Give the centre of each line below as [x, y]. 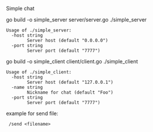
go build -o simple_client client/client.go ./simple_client [72, 61]
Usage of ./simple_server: [39, 30]
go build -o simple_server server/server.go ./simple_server [76, 19]
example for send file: [32, 113]
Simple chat [20, 8]
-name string [27, 87]
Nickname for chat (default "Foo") [70, 92]
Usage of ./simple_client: [39, 72]
